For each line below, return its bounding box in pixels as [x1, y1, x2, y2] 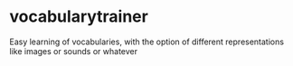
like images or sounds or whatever [9, 45, 138, 56]
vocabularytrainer [9, 6, 149, 27]
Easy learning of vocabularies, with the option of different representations [9, 36, 285, 47]
